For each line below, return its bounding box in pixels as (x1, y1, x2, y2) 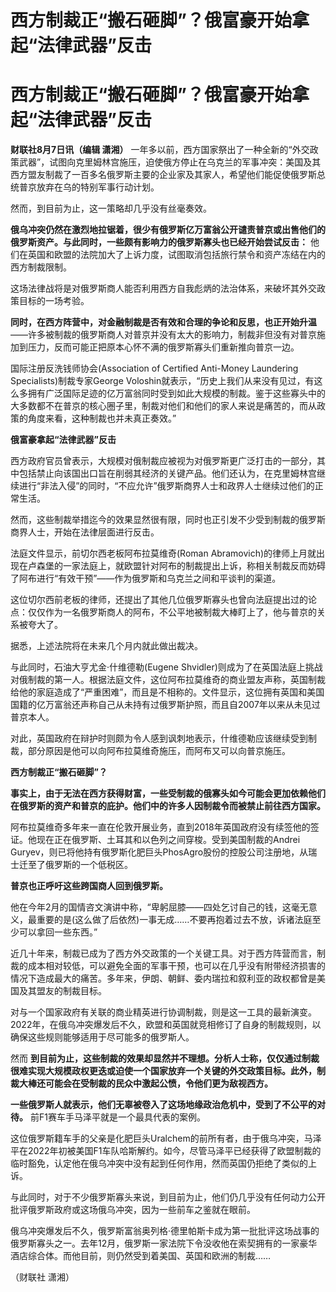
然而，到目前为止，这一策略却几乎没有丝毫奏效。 (10, 202, 212, 215)
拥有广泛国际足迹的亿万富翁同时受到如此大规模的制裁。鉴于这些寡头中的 (27, 387, 326, 400)
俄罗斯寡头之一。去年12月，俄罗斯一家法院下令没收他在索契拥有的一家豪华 (10, 1237, 318, 1250)
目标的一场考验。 (18, 295, 90, 307)
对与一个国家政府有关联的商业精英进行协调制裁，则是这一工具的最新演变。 (10, 1006, 317, 1018)
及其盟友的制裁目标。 (18, 985, 107, 997)
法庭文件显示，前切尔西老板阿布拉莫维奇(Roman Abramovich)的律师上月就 (10, 547, 317, 560)
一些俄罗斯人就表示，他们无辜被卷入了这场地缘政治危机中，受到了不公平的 (10, 1099, 317, 1111)
